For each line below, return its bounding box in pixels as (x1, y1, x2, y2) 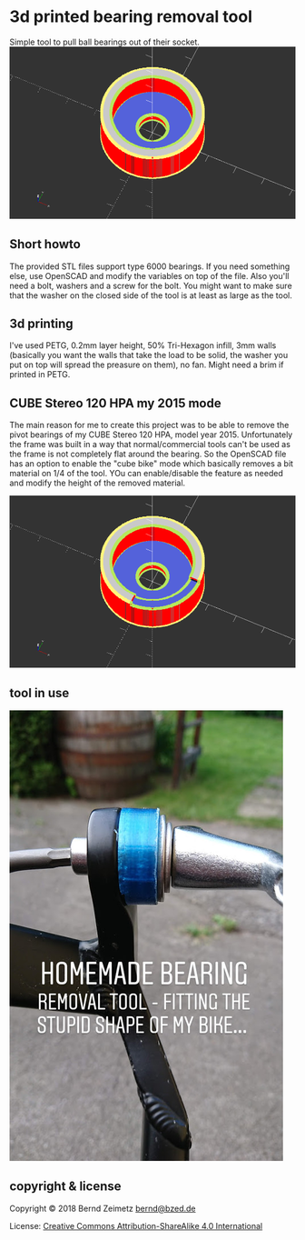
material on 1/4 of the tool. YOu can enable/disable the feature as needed (9, 468, 283, 479)
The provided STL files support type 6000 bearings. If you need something (9, 261, 290, 272)
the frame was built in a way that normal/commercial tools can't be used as (9, 439, 290, 450)
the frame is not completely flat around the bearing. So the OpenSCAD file (9, 448, 287, 460)
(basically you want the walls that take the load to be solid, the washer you (9, 350, 289, 361)
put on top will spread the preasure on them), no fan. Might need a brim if (9, 359, 284, 370)
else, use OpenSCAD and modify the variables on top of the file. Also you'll (9, 270, 290, 281)
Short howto (9, 236, 82, 252)
